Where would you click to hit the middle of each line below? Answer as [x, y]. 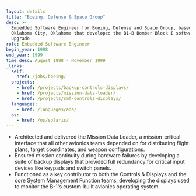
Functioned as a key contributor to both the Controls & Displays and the [100, 174]
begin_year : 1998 [27, 50]
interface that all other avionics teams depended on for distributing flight [102, 143]
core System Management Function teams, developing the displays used [102, 180]
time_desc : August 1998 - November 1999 [56, 60]
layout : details [26, 11]
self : [18, 71]
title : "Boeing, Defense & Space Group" [56, 17]
